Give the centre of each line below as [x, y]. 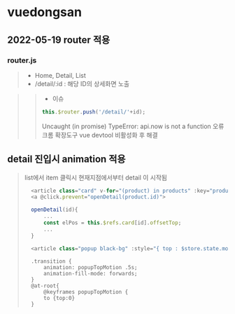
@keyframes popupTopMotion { [86, 292]
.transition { [51, 261]
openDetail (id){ [55, 210]
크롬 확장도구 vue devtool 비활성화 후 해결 [100, 135]
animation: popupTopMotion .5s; [90, 267]
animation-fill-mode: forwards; [90, 273]
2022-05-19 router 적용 [59, 40]
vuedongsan [45, 12]
